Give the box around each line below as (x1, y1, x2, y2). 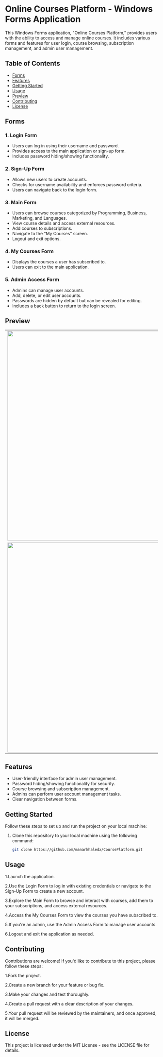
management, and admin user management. (5, 45, 94, 51)
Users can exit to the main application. (12, 264, 89, 270)
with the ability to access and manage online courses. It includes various (5, 35, 150, 41)
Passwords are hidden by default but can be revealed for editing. (12, 297, 142, 303)
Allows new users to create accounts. (12, 176, 87, 182)
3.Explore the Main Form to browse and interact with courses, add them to (5, 898, 154, 903)
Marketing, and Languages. (12, 215, 67, 221)
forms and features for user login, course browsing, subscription (5, 40, 134, 46)
